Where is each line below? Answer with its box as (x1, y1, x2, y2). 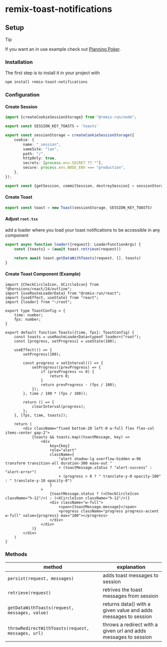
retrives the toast (102, 586, 143, 593)
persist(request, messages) (7, 575, 74, 581)
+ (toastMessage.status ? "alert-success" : (58, 465, 153, 470)
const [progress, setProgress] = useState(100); (14, 339, 117, 344)
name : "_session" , (23, 142, 61, 147)
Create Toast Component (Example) (5, 271, 81, 277)
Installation (5, 58, 33, 65)
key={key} (49, 443, 70, 448)
